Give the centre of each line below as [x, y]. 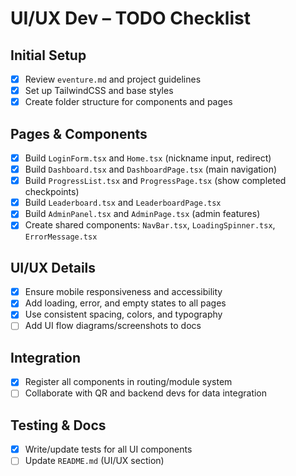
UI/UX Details [53, 267]
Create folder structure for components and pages [128, 102]
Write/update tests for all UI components [108, 449]
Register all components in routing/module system [128, 382]
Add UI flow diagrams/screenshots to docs [113, 326]
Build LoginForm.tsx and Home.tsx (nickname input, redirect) [148, 158]
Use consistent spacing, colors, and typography [123, 314]
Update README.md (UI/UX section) [94, 461]
